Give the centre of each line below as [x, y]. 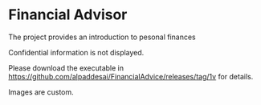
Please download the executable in [66, 68]
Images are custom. [41, 92]
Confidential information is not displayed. [76, 52]
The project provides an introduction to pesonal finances [102, 37]
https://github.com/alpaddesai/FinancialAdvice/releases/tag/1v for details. [131, 76]
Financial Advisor [68, 15]
